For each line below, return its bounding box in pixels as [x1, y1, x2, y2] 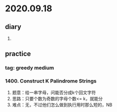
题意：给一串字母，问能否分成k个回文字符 [12, 89, 96, 95]
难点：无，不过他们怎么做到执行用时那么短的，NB [12, 102, 113, 108]
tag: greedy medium [5, 64, 55, 71]
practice [5, 50, 31, 58]
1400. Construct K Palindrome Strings [5, 78, 97, 84]
